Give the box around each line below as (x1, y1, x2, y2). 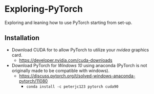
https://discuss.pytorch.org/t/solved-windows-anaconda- (19, 72, 135, 79)
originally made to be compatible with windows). (11, 68, 110, 73)
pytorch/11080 (19, 78, 48, 84)
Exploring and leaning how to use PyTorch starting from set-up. (4, 20, 132, 25)
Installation (4, 34, 40, 42)
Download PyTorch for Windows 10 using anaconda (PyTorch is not (11, 62, 147, 68)
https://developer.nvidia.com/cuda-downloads (19, 57, 113, 63)
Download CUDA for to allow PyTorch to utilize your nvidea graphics (11, 47, 149, 52)
